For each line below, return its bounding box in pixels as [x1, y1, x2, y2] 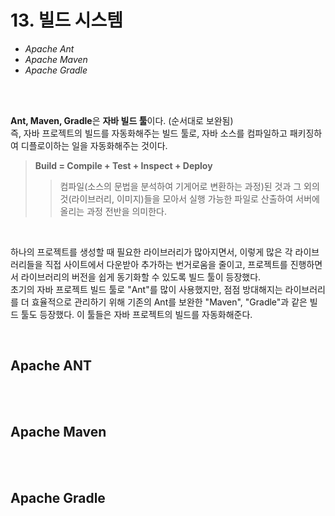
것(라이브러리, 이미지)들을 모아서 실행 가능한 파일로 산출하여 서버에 [59, 192, 320, 205]
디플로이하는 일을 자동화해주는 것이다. [20, 139, 168, 151]
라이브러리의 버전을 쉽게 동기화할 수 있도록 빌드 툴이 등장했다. [20, 271, 262, 283]
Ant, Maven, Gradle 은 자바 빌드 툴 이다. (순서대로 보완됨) [10, 114, 234, 126]
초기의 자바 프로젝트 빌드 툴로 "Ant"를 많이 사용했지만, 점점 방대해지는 [10, 283, 283, 295]
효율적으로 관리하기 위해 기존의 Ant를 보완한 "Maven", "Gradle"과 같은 [31, 296, 308, 308]
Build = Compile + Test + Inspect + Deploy [34, 159, 213, 171]
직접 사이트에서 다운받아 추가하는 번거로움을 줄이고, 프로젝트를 [44, 258, 288, 270]
